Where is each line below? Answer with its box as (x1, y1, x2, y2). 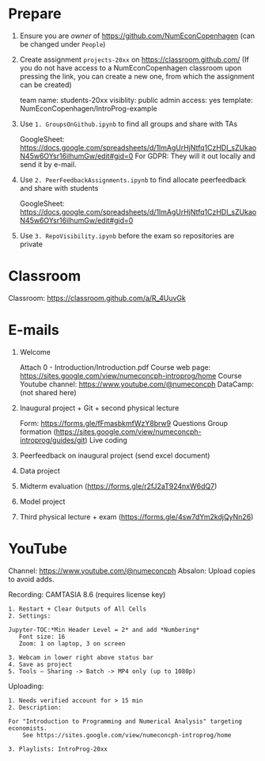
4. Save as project (8, 660, 73, 668)
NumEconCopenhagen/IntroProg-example (19, 104, 157, 113)
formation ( (19, 427, 57, 436)
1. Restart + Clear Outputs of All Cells (8, 605, 147, 613)
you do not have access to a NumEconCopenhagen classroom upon (19, 63, 242, 72)
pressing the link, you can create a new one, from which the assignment (19, 71, 255, 81)
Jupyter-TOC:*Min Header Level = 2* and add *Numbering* (8, 626, 200, 634)
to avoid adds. (8, 574, 55, 584)
